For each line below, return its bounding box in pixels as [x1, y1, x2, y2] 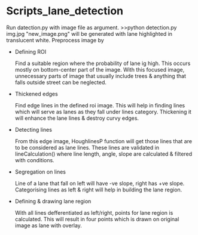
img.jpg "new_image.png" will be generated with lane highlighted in [6, 30, 172, 37]
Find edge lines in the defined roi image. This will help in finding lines [14, 101, 185, 109]
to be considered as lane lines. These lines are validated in [14, 144, 160, 151]
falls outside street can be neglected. [14, 79, 106, 86]
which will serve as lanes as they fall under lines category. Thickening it [14, 108, 191, 115]
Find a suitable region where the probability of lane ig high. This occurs [14, 60, 191, 67]
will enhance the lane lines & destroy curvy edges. [14, 115, 139, 122]
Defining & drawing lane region [14, 197, 92, 205]
